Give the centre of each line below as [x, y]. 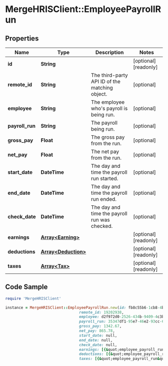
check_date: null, [98, 345]
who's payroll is [109, 108]
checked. [102, 226]
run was [100, 220]
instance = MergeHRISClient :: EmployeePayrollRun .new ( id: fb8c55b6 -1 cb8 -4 [84, 307]
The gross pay [108, 137]
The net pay [105, 151]
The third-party [109, 75]
